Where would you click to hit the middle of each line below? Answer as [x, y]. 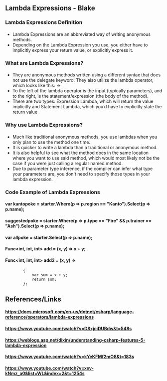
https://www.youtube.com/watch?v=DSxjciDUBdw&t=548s [69, 329]
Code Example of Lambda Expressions [53, 192]
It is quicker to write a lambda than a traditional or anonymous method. [85, 147]
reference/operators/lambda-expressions [50, 317]
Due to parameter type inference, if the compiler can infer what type [83, 169]
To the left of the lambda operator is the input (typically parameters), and [87, 91]
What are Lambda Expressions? [44, 63]
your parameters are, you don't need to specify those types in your [81, 174]
